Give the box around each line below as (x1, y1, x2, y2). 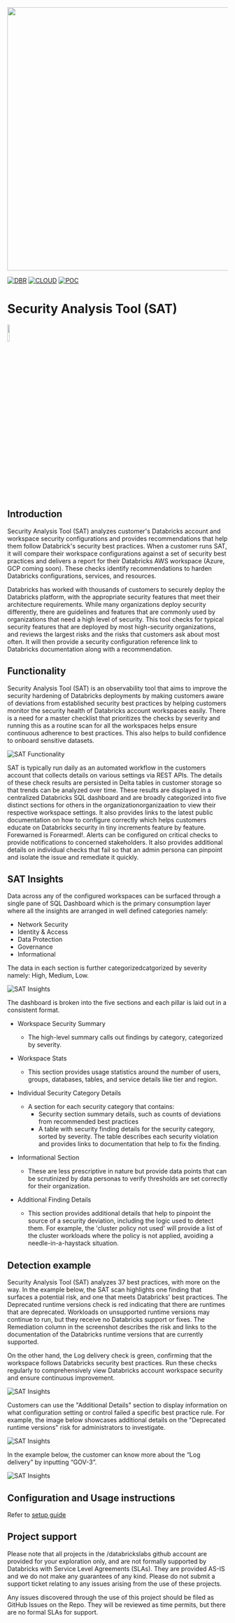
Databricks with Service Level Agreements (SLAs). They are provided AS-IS (7, 1564, 225, 1572)
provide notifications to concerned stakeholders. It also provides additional (7, 838, 223, 846)
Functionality (7, 665, 66, 677)
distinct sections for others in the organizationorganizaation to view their (7, 801, 216, 809)
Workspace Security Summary (17, 1020, 106, 1028)
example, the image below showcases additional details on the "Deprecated (7, 1416, 226, 1424)
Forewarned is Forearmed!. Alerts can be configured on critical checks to (7, 830, 218, 839)
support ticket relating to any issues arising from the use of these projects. (7, 1579, 222, 1588)
